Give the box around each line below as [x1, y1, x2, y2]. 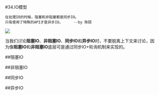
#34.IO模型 [5, 4, 28, 10]
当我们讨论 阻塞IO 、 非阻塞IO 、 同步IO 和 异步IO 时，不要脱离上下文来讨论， [5, 38, 150, 43]
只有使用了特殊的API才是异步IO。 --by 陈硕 [5, 20, 92, 25]
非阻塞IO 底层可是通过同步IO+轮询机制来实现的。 [31, 44, 127, 50]
